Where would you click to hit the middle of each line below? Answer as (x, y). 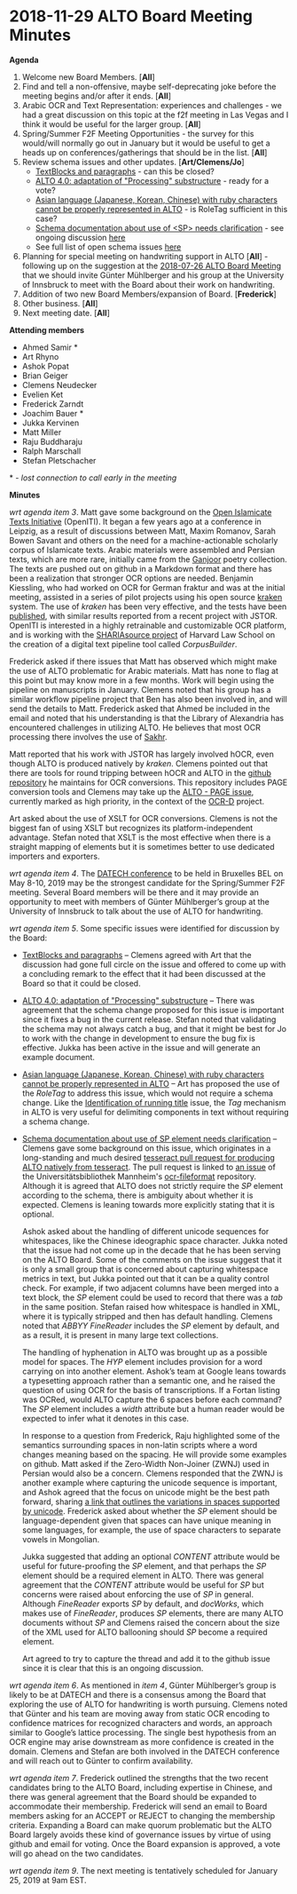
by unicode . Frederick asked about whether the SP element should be (149, 1510)
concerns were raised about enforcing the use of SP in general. (138, 1594)
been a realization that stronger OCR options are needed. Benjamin (132, 578)
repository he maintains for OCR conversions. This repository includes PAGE (148, 782)
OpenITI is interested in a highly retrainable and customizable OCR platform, (148, 625)
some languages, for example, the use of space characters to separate (151, 1530)
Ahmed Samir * (50, 347)
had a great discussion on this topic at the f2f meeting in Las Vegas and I (155, 115)
